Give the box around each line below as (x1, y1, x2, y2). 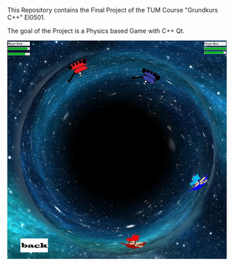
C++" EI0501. (7, 13, 46, 22)
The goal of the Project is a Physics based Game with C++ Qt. (7, 27, 185, 35)
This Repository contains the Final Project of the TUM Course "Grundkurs (7, 6, 218, 14)
